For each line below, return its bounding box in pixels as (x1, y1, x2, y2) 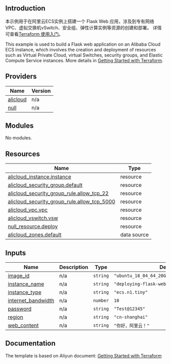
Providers (5, 72, 37, 81)
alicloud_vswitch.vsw (8, 215, 59, 222)
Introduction (5, 4, 46, 13)
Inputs (5, 248, 26, 257)
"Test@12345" (113, 306, 146, 312)
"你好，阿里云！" (113, 323, 150, 329)
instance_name (8, 281, 44, 288)
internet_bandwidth (8, 297, 54, 304)
